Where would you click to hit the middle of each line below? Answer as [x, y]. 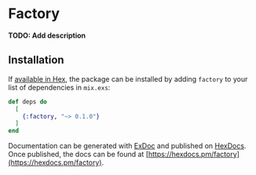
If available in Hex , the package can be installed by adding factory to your [128, 78]
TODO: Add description [47, 35]
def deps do [27, 102]
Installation [36, 60]
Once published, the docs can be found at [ [79, 155]
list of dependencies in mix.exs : [59, 87]
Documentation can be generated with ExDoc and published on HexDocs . [127, 146]
